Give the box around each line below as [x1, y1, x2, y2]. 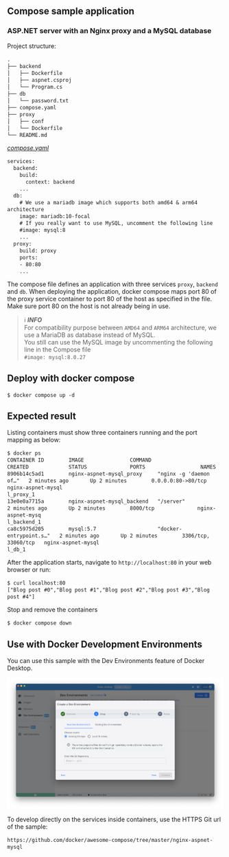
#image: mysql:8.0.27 [23, 354, 86, 360]
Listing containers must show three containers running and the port [7, 429, 197, 437]
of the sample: [7, 822, 48, 831]
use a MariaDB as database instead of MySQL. [23, 330, 156, 339]
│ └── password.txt [7, 97, 69, 104]
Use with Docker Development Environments [7, 638, 203, 650]
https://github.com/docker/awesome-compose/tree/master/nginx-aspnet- [7, 836, 213, 843]
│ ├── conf [7, 118, 45, 124]
